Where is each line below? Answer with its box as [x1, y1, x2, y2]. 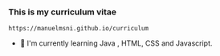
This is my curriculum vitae [8, 6, 116, 18]
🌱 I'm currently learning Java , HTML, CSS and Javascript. [19, 38, 213, 48]
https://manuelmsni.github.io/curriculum [8, 25, 149, 33]
